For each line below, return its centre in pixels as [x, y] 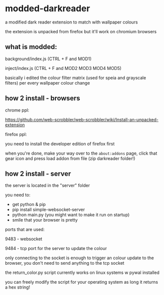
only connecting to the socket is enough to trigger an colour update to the [80, 258]
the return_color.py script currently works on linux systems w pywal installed [82, 272]
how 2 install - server [38, 173]
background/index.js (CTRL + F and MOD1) [48, 59]
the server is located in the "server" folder [47, 185]
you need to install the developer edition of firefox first [60, 144]
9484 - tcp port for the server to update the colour [56, 249]
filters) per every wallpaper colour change [47, 83]
